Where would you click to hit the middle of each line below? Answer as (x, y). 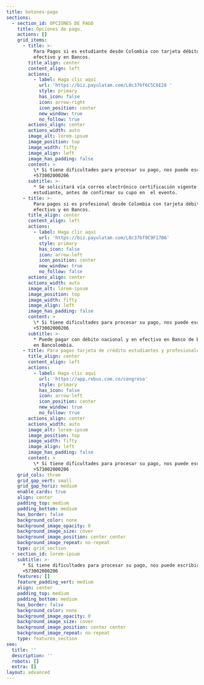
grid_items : (32, 40)
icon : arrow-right (62, 102)
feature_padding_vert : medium (56, 582)
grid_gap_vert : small (44, 480)
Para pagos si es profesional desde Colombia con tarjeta (108, 204)
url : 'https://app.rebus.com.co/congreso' (93, 379)
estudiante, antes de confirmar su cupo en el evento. (105, 193)
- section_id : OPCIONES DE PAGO (53, 23)
